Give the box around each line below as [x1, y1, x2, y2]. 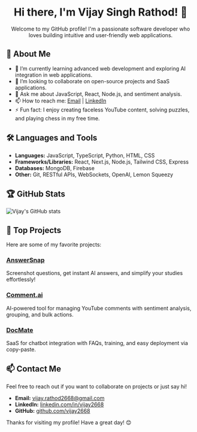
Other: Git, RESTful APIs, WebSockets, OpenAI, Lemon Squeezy [14, 171, 174, 178]
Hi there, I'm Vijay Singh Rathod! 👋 [14, 5, 187, 19]
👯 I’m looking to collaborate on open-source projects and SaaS [14, 77, 170, 84]
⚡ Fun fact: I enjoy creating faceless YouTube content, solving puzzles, [14, 106, 190, 113]
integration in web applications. [14, 71, 93, 78]
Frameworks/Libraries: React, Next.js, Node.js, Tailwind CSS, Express [14, 158, 189, 165]
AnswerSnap [6, 256, 45, 264]
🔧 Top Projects [6, 225, 62, 235]
